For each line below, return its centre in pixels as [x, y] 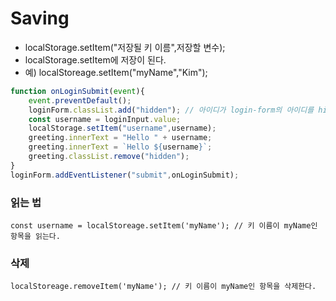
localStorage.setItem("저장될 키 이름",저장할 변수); [125, 47]
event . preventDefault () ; [80, 100]
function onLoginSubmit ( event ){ [77, 91]
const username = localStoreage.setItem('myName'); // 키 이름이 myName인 [164, 225]
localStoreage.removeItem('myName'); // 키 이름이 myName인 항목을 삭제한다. [163, 287]
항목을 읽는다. [35, 236]
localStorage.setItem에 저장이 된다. [95, 59]
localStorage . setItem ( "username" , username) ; [122, 128]
